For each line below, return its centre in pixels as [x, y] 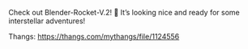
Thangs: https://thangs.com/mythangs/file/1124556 [94, 37]
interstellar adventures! [47, 21]
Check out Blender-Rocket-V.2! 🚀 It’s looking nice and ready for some [124, 12]
